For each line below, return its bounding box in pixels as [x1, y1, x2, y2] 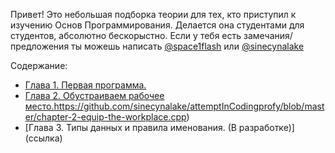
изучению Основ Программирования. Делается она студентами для [10, 19, 305, 31]
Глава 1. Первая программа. [24, 79, 147, 91]
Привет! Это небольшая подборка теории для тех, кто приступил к [10, 9, 297, 20]
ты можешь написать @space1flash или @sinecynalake [71, 40, 305, 52]
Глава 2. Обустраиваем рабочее [24, 90, 165, 101]
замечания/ [243, 30, 293, 41]
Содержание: [10, 60, 68, 71]
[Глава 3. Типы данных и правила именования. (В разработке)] [24, 122, 295, 133]
